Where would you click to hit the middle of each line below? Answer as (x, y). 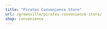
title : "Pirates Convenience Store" (43, 10)
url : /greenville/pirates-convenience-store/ (54, 14)
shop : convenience (24, 19)
